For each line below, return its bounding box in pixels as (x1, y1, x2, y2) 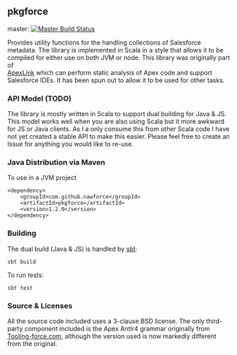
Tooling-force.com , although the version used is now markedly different (7, 332, 217, 340)
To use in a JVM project (7, 174, 76, 182)
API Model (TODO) (7, 94, 72, 103)
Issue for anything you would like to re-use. (7, 140, 134, 148)
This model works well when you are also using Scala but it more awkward (7, 117, 225, 126)
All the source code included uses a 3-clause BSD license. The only (7, 317, 205, 325)
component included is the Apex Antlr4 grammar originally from (24, 325, 210, 332)
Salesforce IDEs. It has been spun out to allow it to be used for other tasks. (7, 76, 225, 84)
